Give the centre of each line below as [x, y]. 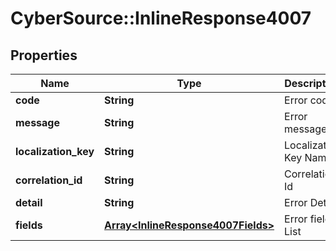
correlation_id [49, 180]
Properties [44, 55]
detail [29, 202]
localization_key [55, 151]
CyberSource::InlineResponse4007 [161, 18]
